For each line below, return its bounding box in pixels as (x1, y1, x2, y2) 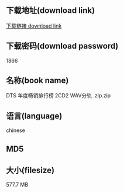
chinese (6, 127, 25, 134)
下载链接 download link (6, 22, 62, 29)
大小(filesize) (6, 165, 54, 175)
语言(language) (6, 111, 63, 121)
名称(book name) (6, 76, 69, 86)
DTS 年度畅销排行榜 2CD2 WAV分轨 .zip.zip (6, 92, 111, 99)
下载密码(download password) (6, 41, 119, 51)
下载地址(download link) (6, 5, 95, 16)
